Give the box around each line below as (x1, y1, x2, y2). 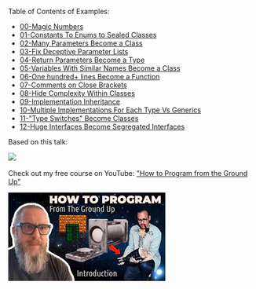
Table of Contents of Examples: (8, 7, 110, 16)
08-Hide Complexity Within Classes (19, 89, 136, 97)
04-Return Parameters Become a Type (19, 55, 145, 64)
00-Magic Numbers (19, 22, 84, 31)
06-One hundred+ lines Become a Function (19, 72, 160, 81)
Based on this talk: (8, 137, 68, 146)
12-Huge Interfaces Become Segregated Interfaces (19, 122, 185, 131)
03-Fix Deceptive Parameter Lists (19, 47, 129, 56)
